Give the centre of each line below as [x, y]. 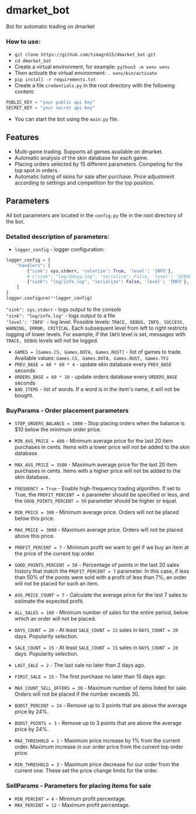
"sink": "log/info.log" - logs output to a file [61, 315]
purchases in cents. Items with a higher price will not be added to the [97, 471]
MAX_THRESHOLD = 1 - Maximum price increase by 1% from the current [97, 741]
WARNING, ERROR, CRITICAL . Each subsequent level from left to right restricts [97, 328]
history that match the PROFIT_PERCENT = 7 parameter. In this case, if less [102, 571]
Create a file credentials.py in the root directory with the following [94, 85]
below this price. [34, 518]
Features [22, 137]
